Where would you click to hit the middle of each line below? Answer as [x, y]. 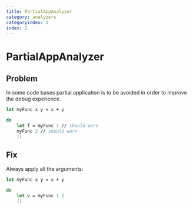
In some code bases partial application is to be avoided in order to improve [96, 93]
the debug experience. [34, 99]
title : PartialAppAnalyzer [39, 11]
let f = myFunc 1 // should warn [58, 126]
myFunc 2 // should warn [47, 131]
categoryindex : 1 [27, 22]
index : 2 [17, 28]
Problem [22, 78]
